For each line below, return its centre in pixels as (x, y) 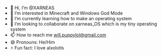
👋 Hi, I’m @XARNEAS (32, 8)
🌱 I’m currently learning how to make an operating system (71, 18)
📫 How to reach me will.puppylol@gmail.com (58, 35)
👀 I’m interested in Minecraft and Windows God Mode (66, 13)
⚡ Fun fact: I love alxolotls (37, 48)
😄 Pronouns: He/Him (32, 42)
